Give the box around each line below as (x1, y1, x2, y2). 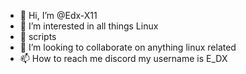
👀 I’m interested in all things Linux (19, 20, 159, 32)
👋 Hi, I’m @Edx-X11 (19, 10, 98, 21)
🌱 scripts (19, 31, 57, 42)
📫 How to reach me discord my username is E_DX (19, 53, 228, 64)
